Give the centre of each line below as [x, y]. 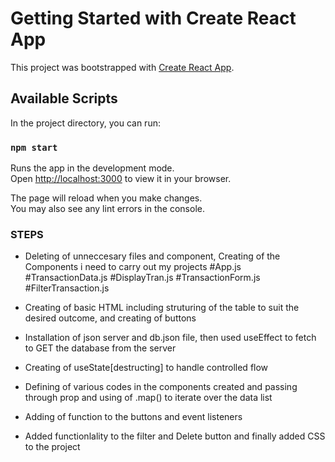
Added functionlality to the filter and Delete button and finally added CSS [175, 436]
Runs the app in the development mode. [92, 168]
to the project [52, 447]
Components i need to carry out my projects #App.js [133, 267]
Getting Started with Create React [153, 18]
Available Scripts [64, 98]
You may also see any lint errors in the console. [107, 209]
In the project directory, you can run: [85, 123]
